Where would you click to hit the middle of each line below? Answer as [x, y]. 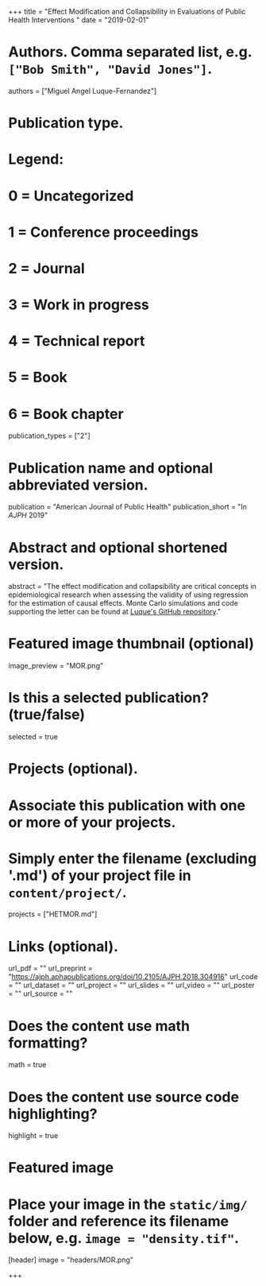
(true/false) [47, 715]
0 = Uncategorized [71, 196]
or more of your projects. [92, 822]
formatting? [48, 1042]
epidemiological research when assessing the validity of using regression [128, 595]
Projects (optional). [73, 769]
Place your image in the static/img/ [128, 1204]
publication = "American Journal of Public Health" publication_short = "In [128, 507]
